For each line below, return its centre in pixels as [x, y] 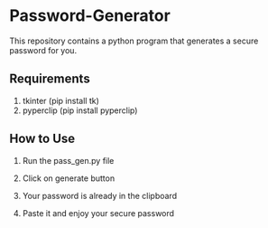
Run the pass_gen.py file [68, 160]
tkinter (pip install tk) [60, 100]
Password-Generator [90, 16]
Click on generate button [69, 178]
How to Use [42, 139]
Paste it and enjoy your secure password [98, 213]
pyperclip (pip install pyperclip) [80, 110]
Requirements [50, 79]
